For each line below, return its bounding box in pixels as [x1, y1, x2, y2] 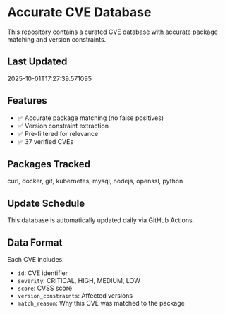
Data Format [7, 236, 63, 248]
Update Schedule [7, 197, 85, 209]
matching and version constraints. [7, 35, 107, 43]
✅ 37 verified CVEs [17, 137, 74, 145]
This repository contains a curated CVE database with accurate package [7, 28, 219, 36]
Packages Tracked [7, 158, 90, 170]
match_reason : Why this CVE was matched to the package [17, 299, 185, 307]
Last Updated [7, 56, 68, 68]
